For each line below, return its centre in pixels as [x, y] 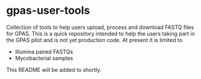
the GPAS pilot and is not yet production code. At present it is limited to [94, 40]
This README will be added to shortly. [54, 69]
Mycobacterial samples [44, 58]
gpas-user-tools [48, 11]
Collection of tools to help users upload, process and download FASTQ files [100, 27]
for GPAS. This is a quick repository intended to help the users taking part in [101, 33]
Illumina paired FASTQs [44, 51]
